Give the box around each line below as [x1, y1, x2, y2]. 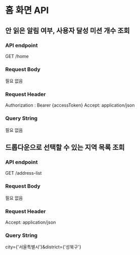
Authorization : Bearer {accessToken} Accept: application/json [5, 102, 135, 109]
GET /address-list [5, 170, 42, 176]
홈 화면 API [5, 5, 49, 16]
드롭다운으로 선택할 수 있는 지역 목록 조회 [5, 143, 125, 152]
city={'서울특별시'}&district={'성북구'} [5, 244, 82, 250]
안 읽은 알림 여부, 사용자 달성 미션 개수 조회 [5, 26, 130, 35]
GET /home [5, 53, 29, 59]
